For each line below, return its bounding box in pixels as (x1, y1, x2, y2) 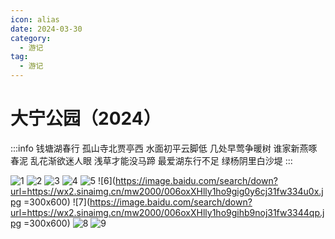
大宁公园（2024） (10, 107, 162, 130)
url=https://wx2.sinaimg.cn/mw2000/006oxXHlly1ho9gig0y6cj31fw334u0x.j (10, 185, 324, 197)
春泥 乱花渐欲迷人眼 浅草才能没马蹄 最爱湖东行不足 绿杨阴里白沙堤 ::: (10, 154, 293, 166)
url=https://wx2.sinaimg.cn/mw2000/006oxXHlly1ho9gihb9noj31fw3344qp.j (10, 206, 325, 218)
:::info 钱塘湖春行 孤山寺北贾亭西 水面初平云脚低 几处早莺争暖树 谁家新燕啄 (10, 142, 318, 154)
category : (10, 33, 52, 43)
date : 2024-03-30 (10, 24, 83, 34)
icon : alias (10, 14, 60, 25)
